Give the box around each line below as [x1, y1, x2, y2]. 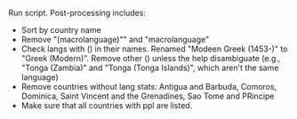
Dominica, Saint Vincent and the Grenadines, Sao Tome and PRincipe [20, 91, 275, 101]
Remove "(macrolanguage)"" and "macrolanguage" [20, 35, 210, 44]
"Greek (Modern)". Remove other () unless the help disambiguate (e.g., [20, 53, 281, 63]
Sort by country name [20, 25, 101, 35]
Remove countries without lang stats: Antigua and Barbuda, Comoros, [20, 82, 277, 91]
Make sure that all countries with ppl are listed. [20, 100, 193, 110]
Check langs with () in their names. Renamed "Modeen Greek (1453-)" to [20, 44, 288, 54]
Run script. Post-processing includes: [8, 8, 146, 18]
